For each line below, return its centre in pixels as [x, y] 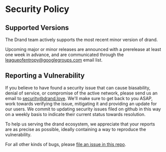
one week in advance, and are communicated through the [65, 54]
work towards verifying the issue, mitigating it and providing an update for [81, 103]
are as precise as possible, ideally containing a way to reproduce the [76, 129]
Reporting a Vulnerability [45, 76]
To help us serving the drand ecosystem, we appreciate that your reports [80, 124]
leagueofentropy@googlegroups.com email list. [54, 60]
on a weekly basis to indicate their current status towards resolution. [76, 114]
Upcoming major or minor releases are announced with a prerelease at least [83, 49]
